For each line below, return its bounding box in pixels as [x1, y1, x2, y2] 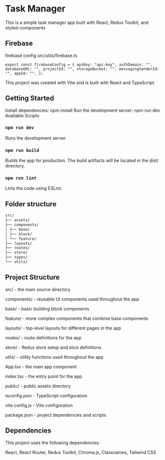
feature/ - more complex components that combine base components [5, 315, 149, 321]
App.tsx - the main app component [5, 363, 77, 369]
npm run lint [5, 175, 37, 181]
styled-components [5, 24, 46, 30]
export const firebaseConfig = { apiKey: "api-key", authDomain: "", [5, 62, 153, 67]
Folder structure [5, 200, 57, 208]
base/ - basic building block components [5, 306, 90, 311]
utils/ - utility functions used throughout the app [5, 354, 104, 360]
